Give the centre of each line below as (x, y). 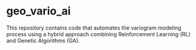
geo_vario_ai (39, 11)
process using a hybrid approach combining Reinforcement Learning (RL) (98, 34)
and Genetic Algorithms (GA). (43, 40)
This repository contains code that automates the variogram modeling (94, 28)
